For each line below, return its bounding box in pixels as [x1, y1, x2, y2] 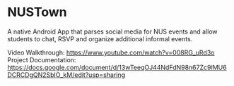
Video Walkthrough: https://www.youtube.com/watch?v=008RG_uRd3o [7, 48, 215, 57]
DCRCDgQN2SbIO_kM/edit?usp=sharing [7, 71, 126, 79]
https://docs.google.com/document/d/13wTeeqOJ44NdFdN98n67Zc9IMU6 [7, 63, 228, 71]
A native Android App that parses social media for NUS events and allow [7, 27, 218, 36]
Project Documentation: [7, 55, 76, 64]
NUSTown [7, 4, 67, 20]
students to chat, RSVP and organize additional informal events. [7, 34, 193, 43]
